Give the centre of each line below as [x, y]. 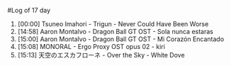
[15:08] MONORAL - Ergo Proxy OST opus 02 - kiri [91, 46]
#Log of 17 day [29, 10]
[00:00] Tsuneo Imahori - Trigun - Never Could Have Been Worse [113, 24]
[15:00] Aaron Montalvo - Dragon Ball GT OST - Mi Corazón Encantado [121, 39]
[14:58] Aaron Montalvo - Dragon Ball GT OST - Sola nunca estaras [115, 32]
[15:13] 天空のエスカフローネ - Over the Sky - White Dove [101, 55]
